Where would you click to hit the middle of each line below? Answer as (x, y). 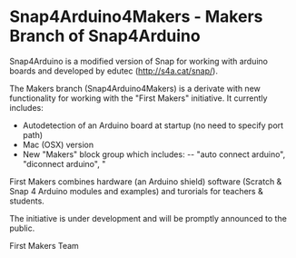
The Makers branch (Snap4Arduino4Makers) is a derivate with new (135, 88)
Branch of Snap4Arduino (105, 36)
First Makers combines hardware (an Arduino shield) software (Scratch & (146, 181)
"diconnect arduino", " (64, 164)
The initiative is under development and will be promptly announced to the (148, 218)
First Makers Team (44, 245)
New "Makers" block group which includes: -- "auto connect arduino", (154, 154)
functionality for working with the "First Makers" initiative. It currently (138, 98)
